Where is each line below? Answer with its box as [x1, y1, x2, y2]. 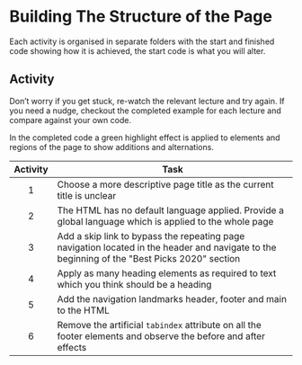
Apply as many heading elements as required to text [57, 267, 277, 280]
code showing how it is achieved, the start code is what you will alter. [9, 45, 266, 56]
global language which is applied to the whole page [57, 215, 274, 227]
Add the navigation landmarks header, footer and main [57, 292, 288, 305]
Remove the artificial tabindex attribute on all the [57, 318, 262, 331]
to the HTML [57, 304, 110, 316]
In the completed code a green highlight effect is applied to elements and [9, 132, 280, 143]
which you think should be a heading [57, 278, 212, 290]
